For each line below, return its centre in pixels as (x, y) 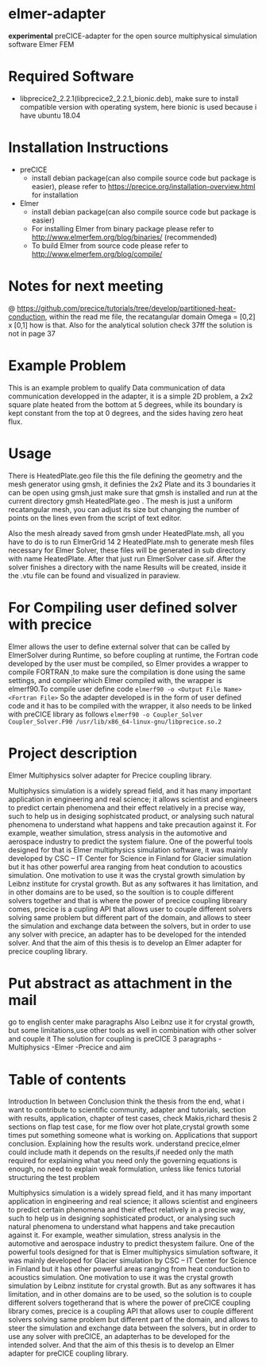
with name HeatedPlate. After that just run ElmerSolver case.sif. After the (127, 558)
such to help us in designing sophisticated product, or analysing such (122, 1218)
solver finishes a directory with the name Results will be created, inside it (127, 567)
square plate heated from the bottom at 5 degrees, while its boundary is (125, 404)
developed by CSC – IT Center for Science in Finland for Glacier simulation (130, 858)
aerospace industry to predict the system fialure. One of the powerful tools (130, 841)
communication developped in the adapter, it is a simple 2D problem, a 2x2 (131, 396)
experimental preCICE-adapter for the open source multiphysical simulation (133, 36)
